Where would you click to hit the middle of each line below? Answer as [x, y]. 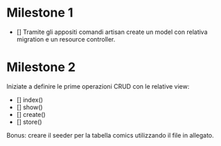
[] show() [29, 107]
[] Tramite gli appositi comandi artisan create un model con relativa [112, 32]
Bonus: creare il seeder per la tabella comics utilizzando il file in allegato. [110, 135]
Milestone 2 [41, 67]
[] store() [29, 122]
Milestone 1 [40, 13]
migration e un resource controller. [66, 39]
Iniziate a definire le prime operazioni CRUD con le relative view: [98, 86]
